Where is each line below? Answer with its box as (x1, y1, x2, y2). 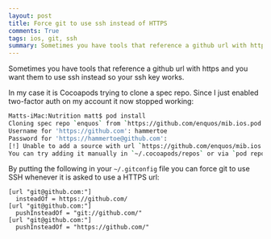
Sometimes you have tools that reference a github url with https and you (8, 64, 248, 73)
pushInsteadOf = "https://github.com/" (15, 223, 150, 232)
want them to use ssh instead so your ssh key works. (8, 72, 185, 82)
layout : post (8, 11, 52, 20)
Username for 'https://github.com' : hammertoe (8, 126, 168, 135)
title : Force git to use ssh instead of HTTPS (8, 19, 168, 27)
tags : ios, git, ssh (8, 34, 78, 43)
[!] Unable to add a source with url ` (8, 142, 143, 150)
